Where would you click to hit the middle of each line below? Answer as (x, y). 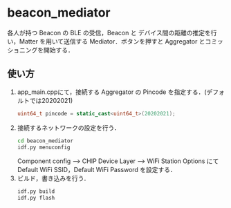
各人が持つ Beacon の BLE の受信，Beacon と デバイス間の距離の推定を (109, 32)
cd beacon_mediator (45, 141)
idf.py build (36, 191)
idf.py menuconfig (44, 147)
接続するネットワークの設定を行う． (68, 127)
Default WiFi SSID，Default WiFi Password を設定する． (96, 170)
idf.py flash (36, 198)
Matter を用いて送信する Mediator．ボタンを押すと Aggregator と (112, 41)
